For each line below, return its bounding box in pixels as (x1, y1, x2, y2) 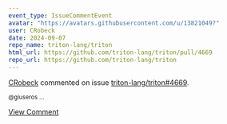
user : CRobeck (8, 26, 56, 34)
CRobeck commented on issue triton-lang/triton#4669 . (8, 77, 189, 87)
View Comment (8, 107, 59, 116)
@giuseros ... (8, 93, 45, 101)
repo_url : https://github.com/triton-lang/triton (8, 56, 177, 64)
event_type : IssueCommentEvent (8, 11, 113, 20)
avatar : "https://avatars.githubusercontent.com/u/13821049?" (8, 19, 220, 27)
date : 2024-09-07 (8, 33, 66, 42)
